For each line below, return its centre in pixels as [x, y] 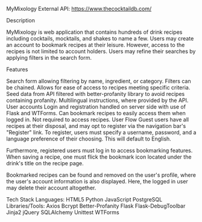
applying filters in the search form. [49, 58]
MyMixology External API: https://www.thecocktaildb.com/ [79, 9]
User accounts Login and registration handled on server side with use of [96, 107]
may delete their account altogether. [51, 188]
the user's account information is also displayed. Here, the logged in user [97, 181]
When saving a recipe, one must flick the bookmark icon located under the [99, 157]
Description [21, 20]
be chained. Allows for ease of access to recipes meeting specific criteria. [98, 87]
